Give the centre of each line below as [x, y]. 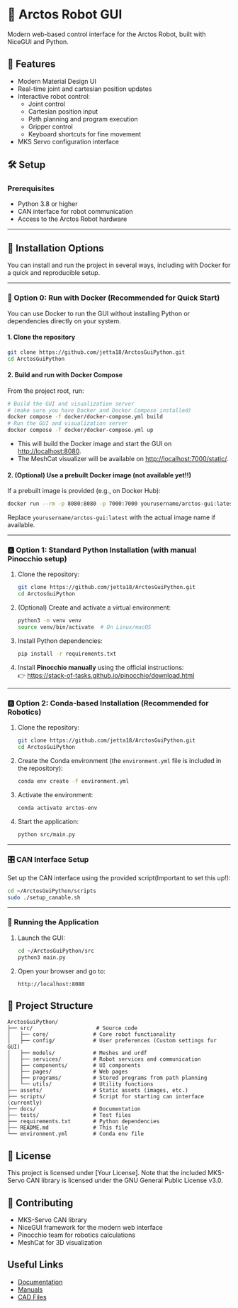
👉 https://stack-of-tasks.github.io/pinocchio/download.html [106, 675]
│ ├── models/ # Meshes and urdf [77, 1053]
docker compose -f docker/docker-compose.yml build [85, 417]
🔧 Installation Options [56, 248]
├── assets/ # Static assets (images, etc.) [98, 1091]
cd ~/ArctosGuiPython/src [56, 951]
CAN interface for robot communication [75, 212]
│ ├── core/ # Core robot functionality [91, 1034]
